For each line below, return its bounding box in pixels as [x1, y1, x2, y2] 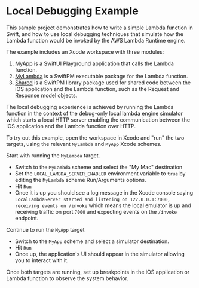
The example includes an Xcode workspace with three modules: [6, 48, 164, 55]
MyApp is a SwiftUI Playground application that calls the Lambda [14, 60, 174, 67]
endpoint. [14, 214, 39, 222]
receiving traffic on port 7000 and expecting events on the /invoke [14, 208, 177, 215]
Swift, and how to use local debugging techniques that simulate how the [6, 30, 184, 37]
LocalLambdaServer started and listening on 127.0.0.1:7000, [14, 196, 171, 202]
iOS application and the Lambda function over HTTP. [6, 122, 136, 129]
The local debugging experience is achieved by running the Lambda [6, 103, 174, 110]
